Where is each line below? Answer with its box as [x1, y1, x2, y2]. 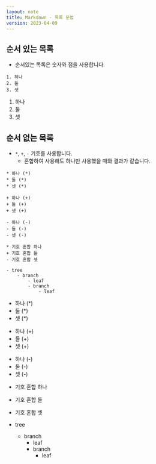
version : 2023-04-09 [6, 20, 58, 26]
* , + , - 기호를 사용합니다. [14, 150, 73, 157]
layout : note [6, 8, 39, 15]
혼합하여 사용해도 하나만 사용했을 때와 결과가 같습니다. [23, 157, 151, 165]
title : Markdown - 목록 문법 [6, 14, 74, 20]
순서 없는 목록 [6, 133, 54, 143]
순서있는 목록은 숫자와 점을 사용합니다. [14, 61, 105, 68]
